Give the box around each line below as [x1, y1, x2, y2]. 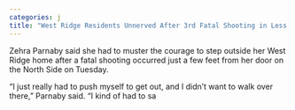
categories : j [9, 12, 62, 22]
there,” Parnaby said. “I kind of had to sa [9, 90, 157, 101]
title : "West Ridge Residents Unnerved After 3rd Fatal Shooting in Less [9, 21, 288, 30]
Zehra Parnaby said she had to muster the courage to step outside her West [9, 45, 286, 55]
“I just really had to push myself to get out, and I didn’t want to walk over [9, 81, 274, 92]
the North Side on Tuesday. [9, 63, 109, 75]
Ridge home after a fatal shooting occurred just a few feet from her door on [9, 55, 284, 65]
